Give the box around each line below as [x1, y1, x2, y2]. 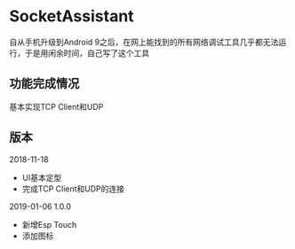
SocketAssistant [9, 6, 135, 27]
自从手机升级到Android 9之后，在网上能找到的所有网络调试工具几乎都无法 [9, 36, 279, 47]
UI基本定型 [21, 172, 62, 183]
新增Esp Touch [21, 219, 77, 230]
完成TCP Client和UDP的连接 [21, 183, 125, 194]
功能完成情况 [9, 76, 80, 91]
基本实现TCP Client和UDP [9, 101, 104, 112]
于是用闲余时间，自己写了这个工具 [24, 47, 149, 58]
